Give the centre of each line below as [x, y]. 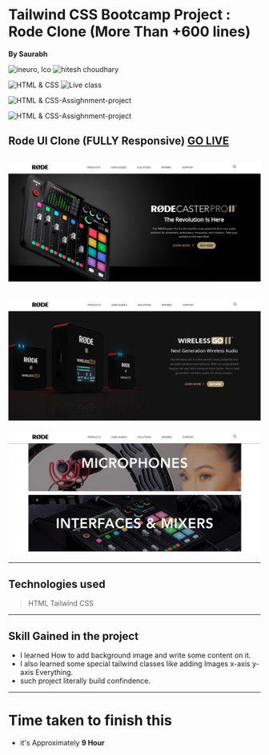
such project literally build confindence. [85, 681]
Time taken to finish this [90, 721]
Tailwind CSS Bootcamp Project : [119, 15]
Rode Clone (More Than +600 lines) [129, 32]
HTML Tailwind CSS [61, 603]
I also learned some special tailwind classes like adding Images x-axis [135, 664]
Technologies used [57, 584]
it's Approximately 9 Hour [62, 743]
